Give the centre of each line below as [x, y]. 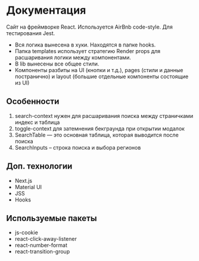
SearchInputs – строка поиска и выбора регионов [78, 147]
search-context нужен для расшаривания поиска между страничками [104, 116]
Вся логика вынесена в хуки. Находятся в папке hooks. [85, 45]
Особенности [33, 102]
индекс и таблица [37, 122]
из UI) [22, 83]
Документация [46, 10]
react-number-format [41, 246]
